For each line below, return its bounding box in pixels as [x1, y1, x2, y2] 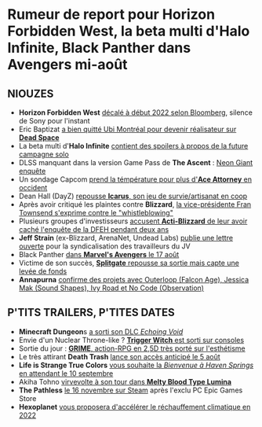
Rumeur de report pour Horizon [7, 6, 216, 24]
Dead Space [18, 133, 60, 142]
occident [18, 183, 48, 192]
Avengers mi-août [7, 56, 128, 74]
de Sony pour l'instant [18, 116, 91, 125]
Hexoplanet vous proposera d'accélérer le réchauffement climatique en [18, 402, 251, 411]
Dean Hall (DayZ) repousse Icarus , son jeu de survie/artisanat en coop [18, 191, 248, 201]
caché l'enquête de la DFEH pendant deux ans [18, 225, 169, 234]
